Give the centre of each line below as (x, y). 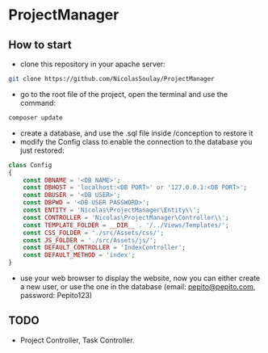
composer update (36, 118)
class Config (30, 165)
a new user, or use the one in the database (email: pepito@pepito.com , (138, 287)
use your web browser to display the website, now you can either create (140, 278)
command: (38, 103)
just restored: (42, 150)
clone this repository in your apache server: (92, 64)
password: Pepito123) (56, 295)
